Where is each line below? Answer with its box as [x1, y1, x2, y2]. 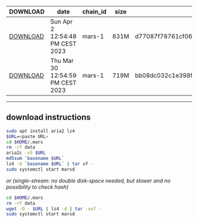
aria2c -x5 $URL [6, 150, 46, 156]
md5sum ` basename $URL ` [6, 156, 65, 162]
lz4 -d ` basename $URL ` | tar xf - [6, 161, 94, 167]
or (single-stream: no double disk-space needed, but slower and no [6, 177, 171, 184]
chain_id [82, 8, 107, 15]
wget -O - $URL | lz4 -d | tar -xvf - [6, 206, 101, 212]
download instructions [6, 112, 91, 123]
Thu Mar [50, 57, 74, 64]
